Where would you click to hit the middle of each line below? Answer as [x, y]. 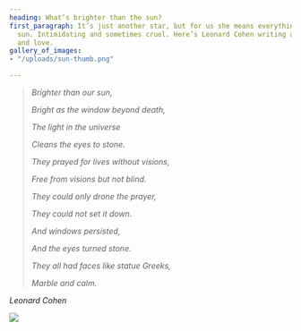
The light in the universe [76, 127]
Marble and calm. [64, 283]
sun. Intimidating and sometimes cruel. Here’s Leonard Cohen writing [152, 34]
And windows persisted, [76, 231]
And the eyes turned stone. [81, 248]
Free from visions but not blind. [89, 179]
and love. [35, 42]
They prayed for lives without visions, [100, 161]
